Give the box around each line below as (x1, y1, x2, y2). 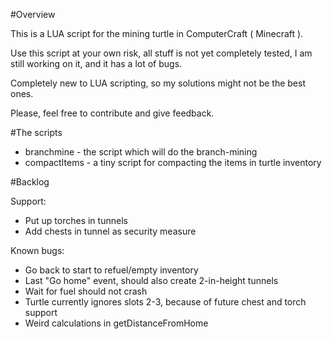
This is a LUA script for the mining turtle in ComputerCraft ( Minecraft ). (10, 28, 304, 39)
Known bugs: (10, 245, 65, 256)
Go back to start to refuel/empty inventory (24, 264, 199, 276)
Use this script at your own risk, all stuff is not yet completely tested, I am (10, 47, 313, 59)
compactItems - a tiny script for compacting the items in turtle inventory (24, 157, 322, 168)
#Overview (10, 9, 56, 20)
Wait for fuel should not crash (24, 285, 148, 297)
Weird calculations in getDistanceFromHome (24, 317, 209, 329)
